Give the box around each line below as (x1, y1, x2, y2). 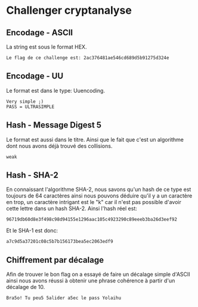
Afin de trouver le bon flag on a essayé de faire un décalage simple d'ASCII (6, 270, 191, 278)
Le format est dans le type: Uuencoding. (6, 87, 106, 94)
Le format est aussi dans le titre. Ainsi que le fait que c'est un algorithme (6, 136, 184, 143)
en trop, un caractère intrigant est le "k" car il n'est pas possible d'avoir (6, 199, 182, 206)
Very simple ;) (6, 98, 44, 105)
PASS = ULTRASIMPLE (6, 104, 55, 110)
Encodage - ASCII (6, 28, 73, 38)
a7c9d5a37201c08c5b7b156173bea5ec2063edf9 (6, 239, 113, 245)
